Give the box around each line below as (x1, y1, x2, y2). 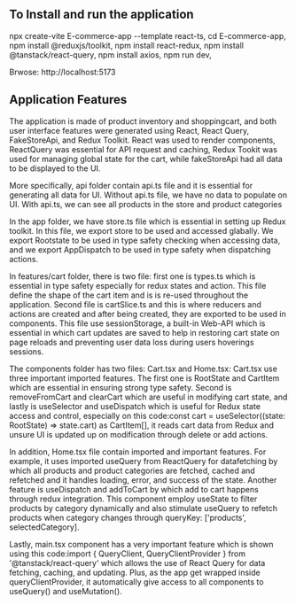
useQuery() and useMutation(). (9, 586, 122, 596)
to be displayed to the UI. (9, 163, 101, 174)
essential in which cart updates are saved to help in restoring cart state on (9, 327, 280, 337)
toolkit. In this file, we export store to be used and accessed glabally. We (9, 225, 274, 236)
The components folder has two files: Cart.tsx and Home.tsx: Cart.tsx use (9, 363, 277, 374)
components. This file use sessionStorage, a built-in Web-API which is (9, 318, 266, 329)
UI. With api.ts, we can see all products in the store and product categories (9, 198, 283, 209)
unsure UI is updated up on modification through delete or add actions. (9, 429, 269, 439)
